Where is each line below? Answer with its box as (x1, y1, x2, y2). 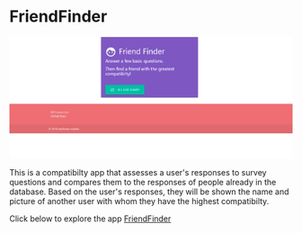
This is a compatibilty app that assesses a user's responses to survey (9, 167, 267, 178)
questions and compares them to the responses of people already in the (9, 177, 277, 188)
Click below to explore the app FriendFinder (9, 213, 172, 224)
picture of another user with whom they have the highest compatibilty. (9, 196, 270, 207)
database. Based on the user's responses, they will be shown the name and (9, 186, 289, 197)
